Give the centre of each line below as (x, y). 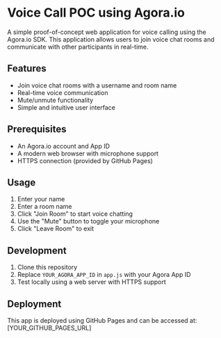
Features (27, 68)
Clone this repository (47, 267)
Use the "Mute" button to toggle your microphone (88, 221)
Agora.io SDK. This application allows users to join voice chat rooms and (111, 39)
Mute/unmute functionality (55, 100)
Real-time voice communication (63, 92)
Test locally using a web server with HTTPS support (92, 282)
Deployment (34, 304)
